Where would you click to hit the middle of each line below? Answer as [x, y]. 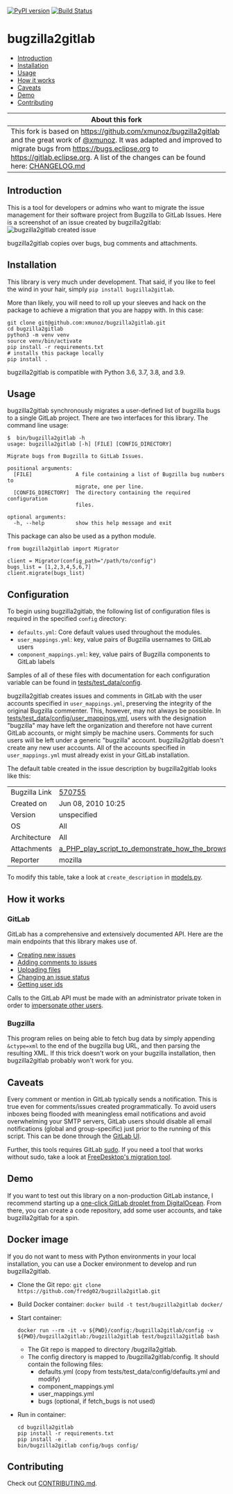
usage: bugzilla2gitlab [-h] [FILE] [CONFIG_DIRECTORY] [89, 444]
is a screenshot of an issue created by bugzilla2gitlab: [84, 222]
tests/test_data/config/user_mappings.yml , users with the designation [107, 718]
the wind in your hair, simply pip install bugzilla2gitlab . [91, 289]
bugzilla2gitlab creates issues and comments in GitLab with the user [105, 696]
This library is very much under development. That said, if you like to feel [111, 282]
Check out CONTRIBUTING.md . [52, 1484]
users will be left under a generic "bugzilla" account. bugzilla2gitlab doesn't [115, 740]
